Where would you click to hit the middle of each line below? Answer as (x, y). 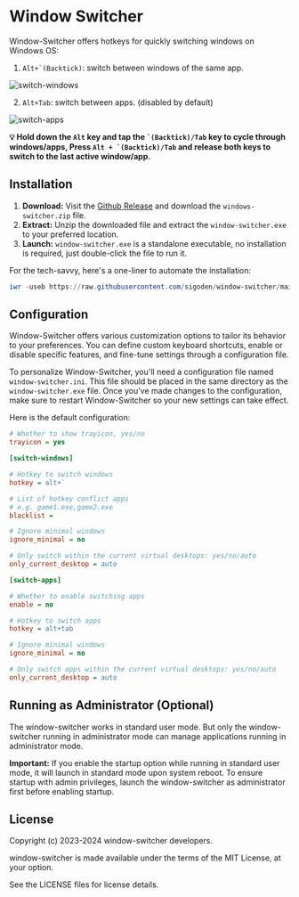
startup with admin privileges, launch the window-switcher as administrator (148, 782)
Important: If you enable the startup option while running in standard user (145, 762)
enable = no (31, 604)
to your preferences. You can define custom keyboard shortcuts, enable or (146, 346)
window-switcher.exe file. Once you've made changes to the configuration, (146, 391)
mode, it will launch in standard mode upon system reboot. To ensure (136, 772)
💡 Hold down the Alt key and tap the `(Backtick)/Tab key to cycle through (148, 136)
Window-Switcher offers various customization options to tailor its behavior (148, 336)
